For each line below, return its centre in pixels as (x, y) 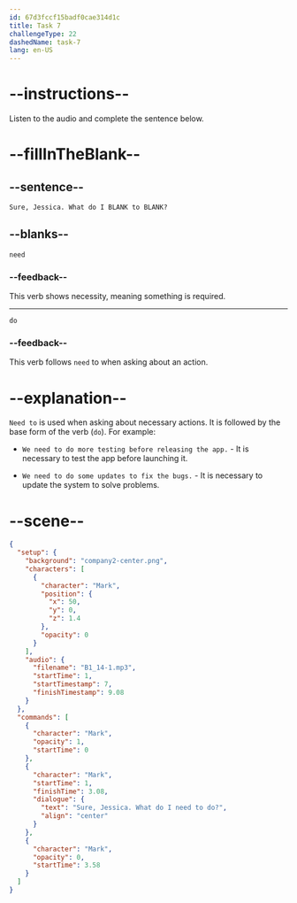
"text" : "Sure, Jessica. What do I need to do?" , (134, 808)
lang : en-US (31, 50)
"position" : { (67, 594)
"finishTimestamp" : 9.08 (78, 693)
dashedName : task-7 (45, 42)
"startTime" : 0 (61, 750)
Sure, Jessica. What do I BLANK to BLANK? (88, 208)
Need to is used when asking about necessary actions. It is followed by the (145, 422)
